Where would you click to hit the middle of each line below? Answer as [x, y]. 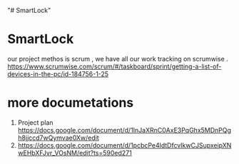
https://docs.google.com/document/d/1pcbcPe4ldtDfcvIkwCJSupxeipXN [124, 145]
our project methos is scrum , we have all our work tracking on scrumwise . [118, 58]
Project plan [35, 122]
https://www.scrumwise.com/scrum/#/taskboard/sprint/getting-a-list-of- [115, 66]
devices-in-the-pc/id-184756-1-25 [58, 73]
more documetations [71, 103]
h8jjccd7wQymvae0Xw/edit [59, 138]
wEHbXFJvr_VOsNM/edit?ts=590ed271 [75, 153]
